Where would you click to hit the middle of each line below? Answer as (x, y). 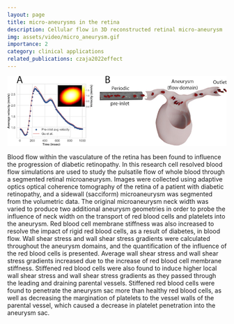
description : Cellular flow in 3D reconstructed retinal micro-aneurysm (115, 29)
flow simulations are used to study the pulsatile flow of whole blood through (116, 172)
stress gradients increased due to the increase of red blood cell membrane (114, 260)
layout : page (26, 15)
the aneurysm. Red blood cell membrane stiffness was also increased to (111, 223)
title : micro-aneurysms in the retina (63, 22)
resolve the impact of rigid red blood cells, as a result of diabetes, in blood (114, 231)
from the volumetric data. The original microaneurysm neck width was (108, 201)
